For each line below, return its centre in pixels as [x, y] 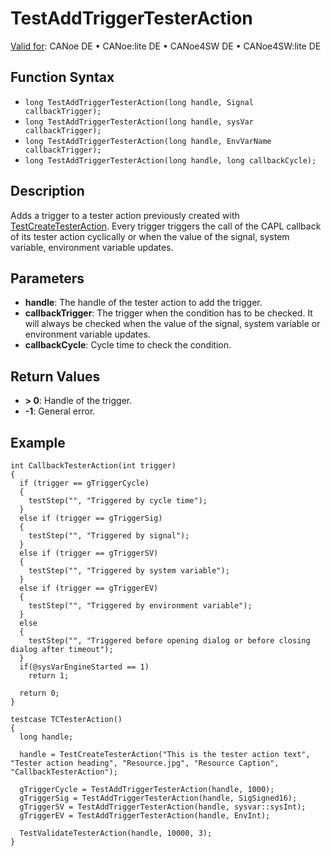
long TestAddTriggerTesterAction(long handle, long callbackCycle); [170, 160]
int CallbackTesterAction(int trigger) [93, 466]
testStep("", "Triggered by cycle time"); [118, 501]
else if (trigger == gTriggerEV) [89, 588]
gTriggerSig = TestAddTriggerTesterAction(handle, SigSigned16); [158, 798]
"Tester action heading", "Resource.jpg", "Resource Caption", [145, 763]
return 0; [39, 693]
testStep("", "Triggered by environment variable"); [140, 606]
